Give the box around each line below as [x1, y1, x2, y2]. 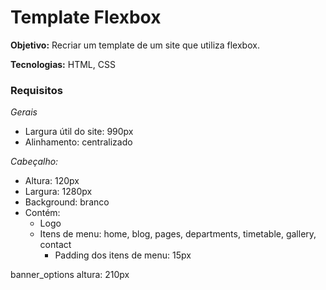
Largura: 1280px [24, 186, 93, 198]
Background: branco [24, 196, 110, 208]
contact [39, 239, 72, 251]
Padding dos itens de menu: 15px [54, 249, 192, 261]
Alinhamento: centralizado [24, 136, 133, 148]
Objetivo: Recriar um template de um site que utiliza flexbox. [10, 39, 260, 51]
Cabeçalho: [10, 156, 59, 168]
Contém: [24, 207, 61, 219]
